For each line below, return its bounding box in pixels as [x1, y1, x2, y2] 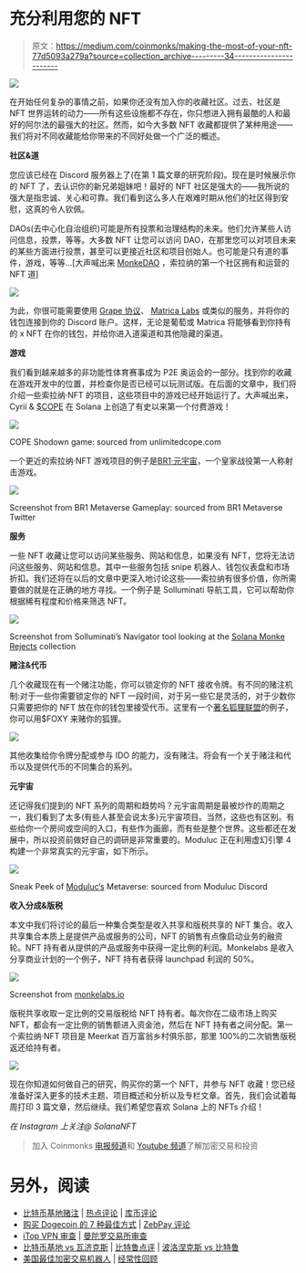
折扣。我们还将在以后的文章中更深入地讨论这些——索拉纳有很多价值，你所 [9, 573, 289, 584]
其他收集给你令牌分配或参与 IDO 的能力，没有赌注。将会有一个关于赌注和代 [9, 750, 291, 761]
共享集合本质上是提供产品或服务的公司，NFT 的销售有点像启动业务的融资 [9, 931, 283, 942]
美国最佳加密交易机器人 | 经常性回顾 [22, 1253, 158, 1264]
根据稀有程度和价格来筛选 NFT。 [9, 595, 132, 606]
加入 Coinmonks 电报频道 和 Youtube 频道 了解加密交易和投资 [31, 1140, 259, 1151]
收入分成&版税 [9, 900, 64, 910]
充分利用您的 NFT [9, 8, 142, 29]
